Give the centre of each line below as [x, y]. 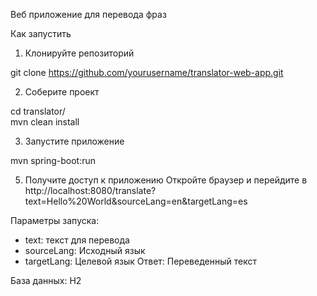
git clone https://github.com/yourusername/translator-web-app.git [147, 72]
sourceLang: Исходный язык [85, 250]
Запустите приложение [74, 141]
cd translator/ [38, 111]
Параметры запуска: [55, 220]
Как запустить [41, 33]
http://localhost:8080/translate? [90, 190]
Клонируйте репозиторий [79, 53]
